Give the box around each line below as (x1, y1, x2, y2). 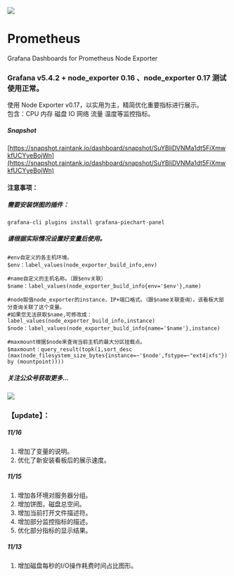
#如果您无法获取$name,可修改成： (7, 311, 93, 318)
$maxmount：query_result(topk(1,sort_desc (7, 345, 132, 353)
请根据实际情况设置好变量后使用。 (7, 234, 106, 243)
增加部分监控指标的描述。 (17, 517, 92, 525)
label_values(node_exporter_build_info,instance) (7, 317, 156, 324)
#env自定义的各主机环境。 (7, 254, 72, 261)
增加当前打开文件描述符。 (17, 508, 92, 517)
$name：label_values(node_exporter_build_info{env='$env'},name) (7, 282, 202, 290)
